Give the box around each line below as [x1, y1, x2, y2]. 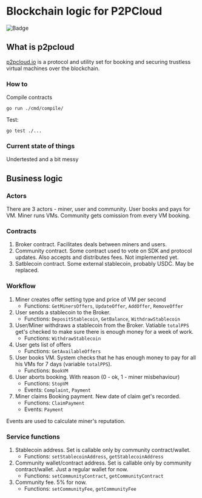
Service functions [6, 432, 61, 441]
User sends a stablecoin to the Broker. [15, 308, 111, 316]
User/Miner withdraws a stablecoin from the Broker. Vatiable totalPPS [15, 321, 189, 329]
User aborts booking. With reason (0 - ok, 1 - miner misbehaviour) [15, 373, 180, 381]
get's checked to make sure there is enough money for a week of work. [15, 328, 194, 335]
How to [6, 80, 28, 88]
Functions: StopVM [24, 379, 69, 387]
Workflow [6, 282, 36, 290]
